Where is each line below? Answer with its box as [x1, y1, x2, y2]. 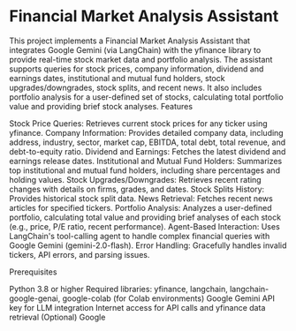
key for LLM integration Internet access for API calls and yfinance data [9, 302, 266, 312]
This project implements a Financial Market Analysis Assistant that [9, 35, 250, 46]
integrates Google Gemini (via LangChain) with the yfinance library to [9, 44, 262, 55]
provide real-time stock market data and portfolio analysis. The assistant [9, 54, 273, 64]
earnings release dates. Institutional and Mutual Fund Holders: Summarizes [9, 155, 283, 166]
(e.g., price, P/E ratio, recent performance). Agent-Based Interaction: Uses [9, 221, 280, 231]
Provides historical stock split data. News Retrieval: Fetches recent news [9, 192, 274, 204]
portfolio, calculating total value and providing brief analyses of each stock [9, 212, 281, 222]
